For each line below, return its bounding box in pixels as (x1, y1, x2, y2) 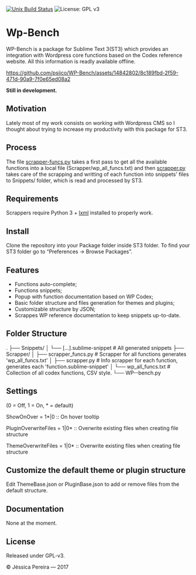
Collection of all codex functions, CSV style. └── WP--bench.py (6, 369, 161, 376)
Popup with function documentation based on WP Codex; (14, 293, 154, 300)
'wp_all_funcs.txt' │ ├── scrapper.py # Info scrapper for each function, (6, 356, 178, 363)
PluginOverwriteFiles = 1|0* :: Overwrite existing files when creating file (6, 424, 178, 431)
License (6, 536, 36, 546)
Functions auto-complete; (14, 281, 77, 287)
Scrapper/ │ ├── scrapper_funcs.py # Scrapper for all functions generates (6, 351, 187, 358)
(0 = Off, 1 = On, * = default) (6, 402, 74, 409)
